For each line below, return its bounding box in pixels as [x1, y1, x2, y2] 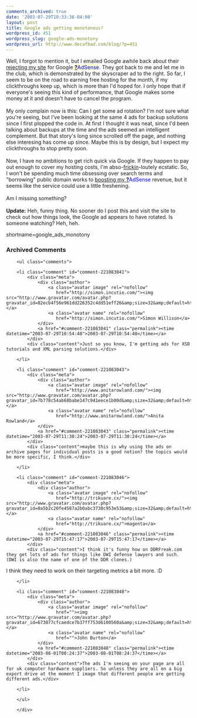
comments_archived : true [6, 8, 67, 15]
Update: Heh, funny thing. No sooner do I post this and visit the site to [6, 207, 176, 214]
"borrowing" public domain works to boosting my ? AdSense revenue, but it [6, 176, 188, 183]
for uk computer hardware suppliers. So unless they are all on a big [6, 666, 182, 672]
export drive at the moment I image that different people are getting [6, 671, 185, 677]
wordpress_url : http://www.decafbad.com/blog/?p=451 [6, 42, 138, 48]
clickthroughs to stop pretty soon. [6, 144, 88, 151]
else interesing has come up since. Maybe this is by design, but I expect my [6, 139, 189, 146]
